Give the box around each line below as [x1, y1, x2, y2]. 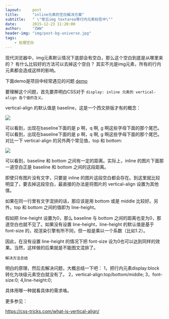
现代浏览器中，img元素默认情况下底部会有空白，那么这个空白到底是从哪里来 [5, 54, 163, 60]
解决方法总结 [5, 256, 28, 261]
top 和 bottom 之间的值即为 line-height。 [14, 204, 98, 210]
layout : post [5, 7, 42, 13]
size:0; [5, 277, 19, 283]
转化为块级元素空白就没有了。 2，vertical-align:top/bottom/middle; [5, 271, 144, 277]
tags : [5, 36, 17, 41]
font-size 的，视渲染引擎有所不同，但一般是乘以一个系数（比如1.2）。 [5, 227, 148, 233]
